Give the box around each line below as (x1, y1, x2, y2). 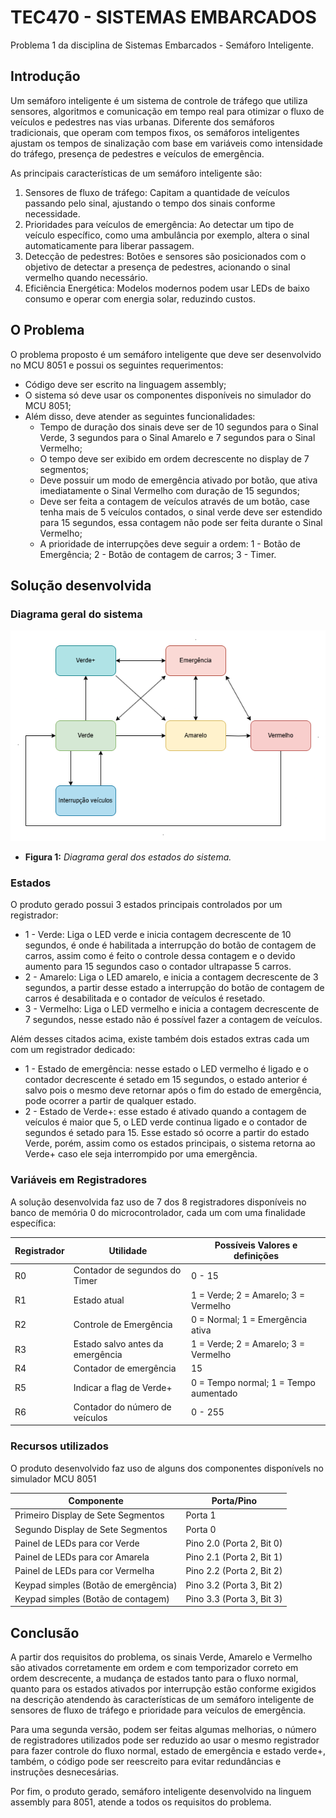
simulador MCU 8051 (10, 1472, 97, 1485)
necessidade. (24, 207, 81, 220)
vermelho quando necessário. (24, 271, 148, 283)
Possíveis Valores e (214, 1239, 298, 1251)
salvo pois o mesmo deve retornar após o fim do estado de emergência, (24, 1084, 322, 1096)
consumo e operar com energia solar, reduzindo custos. (24, 292, 256, 305)
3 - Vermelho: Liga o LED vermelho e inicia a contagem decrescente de (24, 1003, 320, 1015)
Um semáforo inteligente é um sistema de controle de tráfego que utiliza (10, 94, 308, 106)
